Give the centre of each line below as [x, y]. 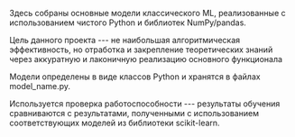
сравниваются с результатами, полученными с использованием [134, 113]
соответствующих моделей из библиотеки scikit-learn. [115, 123]
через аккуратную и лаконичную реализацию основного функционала [146, 59]
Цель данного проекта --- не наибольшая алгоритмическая [125, 40]
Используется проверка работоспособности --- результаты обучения [145, 104]
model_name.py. [40, 86]
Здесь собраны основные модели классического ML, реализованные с [147, 13]
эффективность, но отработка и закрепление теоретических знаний [141, 50]
